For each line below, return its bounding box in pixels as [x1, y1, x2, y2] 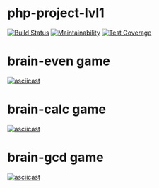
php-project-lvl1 [7, 5, 105, 21]
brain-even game [7, 53, 111, 69]
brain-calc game [7, 101, 106, 117]
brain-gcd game [7, 150, 104, 165]
